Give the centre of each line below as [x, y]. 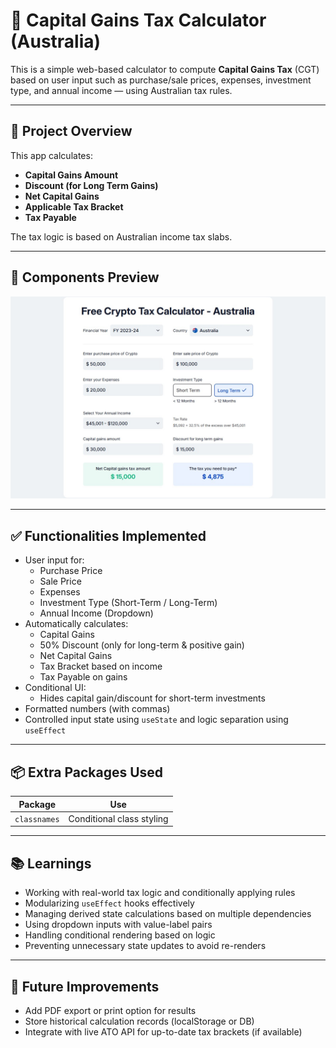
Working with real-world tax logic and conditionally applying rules [160, 893]
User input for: [54, 560]
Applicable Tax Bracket [74, 206]
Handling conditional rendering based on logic [120, 935]
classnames [37, 819]
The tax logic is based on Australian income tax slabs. [121, 236]
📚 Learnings [51, 863]
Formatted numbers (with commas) [97, 709]
